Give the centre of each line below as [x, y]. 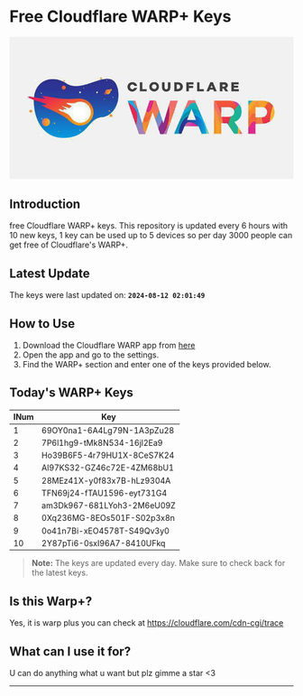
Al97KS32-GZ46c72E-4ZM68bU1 [108, 468]
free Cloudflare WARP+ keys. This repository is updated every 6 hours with [149, 226]
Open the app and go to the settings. [91, 355]
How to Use [42, 324]
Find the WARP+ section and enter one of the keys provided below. [147, 365]
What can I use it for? [70, 651]
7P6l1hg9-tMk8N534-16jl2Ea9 [102, 442]
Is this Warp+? [51, 601]
